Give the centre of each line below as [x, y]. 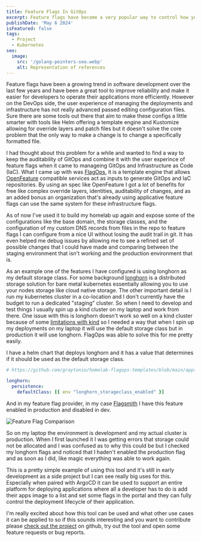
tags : [13, 34]
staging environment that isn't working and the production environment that [99, 253]
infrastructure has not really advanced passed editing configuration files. [96, 110]
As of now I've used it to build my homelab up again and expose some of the [100, 215]
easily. [14, 341]
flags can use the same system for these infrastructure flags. [81, 204]
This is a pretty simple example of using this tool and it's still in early [90, 470]
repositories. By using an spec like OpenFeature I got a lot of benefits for [96, 185]
